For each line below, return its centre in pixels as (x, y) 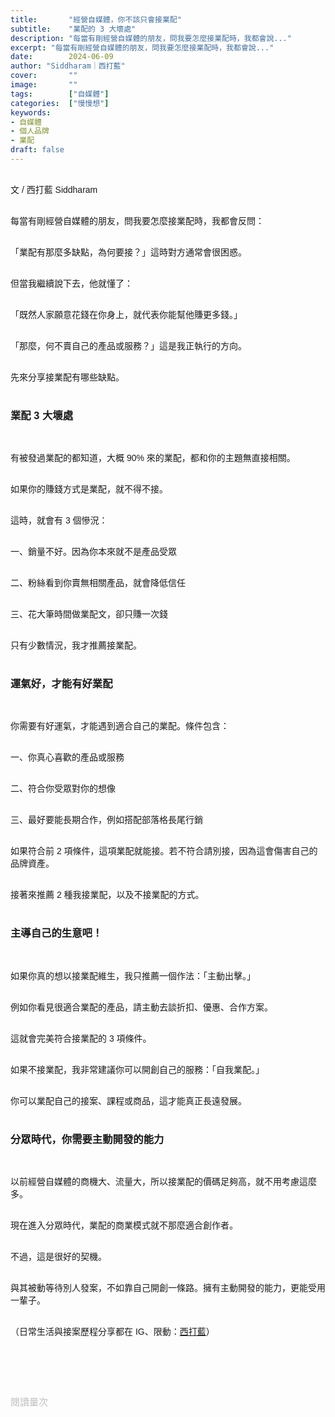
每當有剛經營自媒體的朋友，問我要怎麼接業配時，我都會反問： (137, 220)
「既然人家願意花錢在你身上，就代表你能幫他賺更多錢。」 (126, 314)
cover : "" (44, 76)
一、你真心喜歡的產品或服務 (67, 757)
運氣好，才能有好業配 (61, 683)
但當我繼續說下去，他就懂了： (71, 283)
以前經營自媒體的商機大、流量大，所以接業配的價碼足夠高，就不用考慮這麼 (163, 1182)
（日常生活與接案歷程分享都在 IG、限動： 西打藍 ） (112, 1332)
